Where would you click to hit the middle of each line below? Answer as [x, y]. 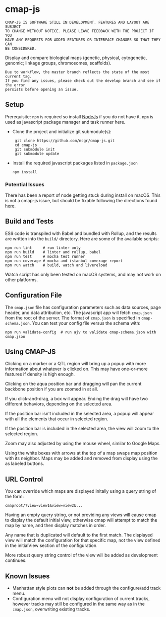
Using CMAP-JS [30, 352]
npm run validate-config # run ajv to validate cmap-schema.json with [81, 332]
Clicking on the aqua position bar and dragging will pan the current [73, 384]
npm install [25, 172]
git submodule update [37, 154]
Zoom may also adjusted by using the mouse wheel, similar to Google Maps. [83, 444]
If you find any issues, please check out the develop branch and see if [83, 80]
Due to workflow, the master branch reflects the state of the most [77, 72]
